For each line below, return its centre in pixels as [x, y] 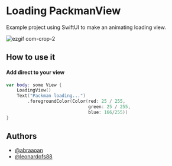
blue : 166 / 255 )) [108, 112]
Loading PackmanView [64, 11]
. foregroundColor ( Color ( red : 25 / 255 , [77, 102]
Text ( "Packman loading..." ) [51, 96]
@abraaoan [29, 150]
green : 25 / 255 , [109, 107]
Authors [22, 136]
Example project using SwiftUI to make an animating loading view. [86, 27]
